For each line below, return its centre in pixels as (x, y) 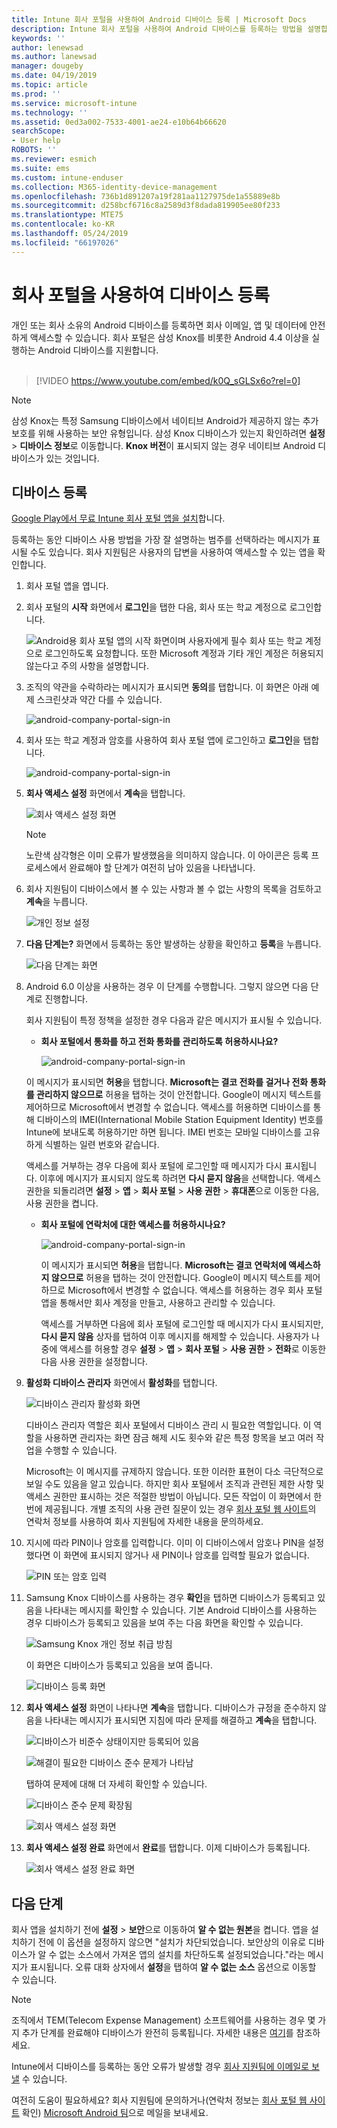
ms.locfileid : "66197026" (65, 242)
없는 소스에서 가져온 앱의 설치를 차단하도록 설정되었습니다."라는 (182, 1955)
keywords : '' (38, 38)
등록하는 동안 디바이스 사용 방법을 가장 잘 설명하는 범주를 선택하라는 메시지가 (161, 540)
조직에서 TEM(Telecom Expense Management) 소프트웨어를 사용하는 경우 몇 (163, 2020)
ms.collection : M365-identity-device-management (114, 187)
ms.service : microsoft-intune (74, 103)
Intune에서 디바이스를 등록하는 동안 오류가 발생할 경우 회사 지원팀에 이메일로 (160, 2067)
